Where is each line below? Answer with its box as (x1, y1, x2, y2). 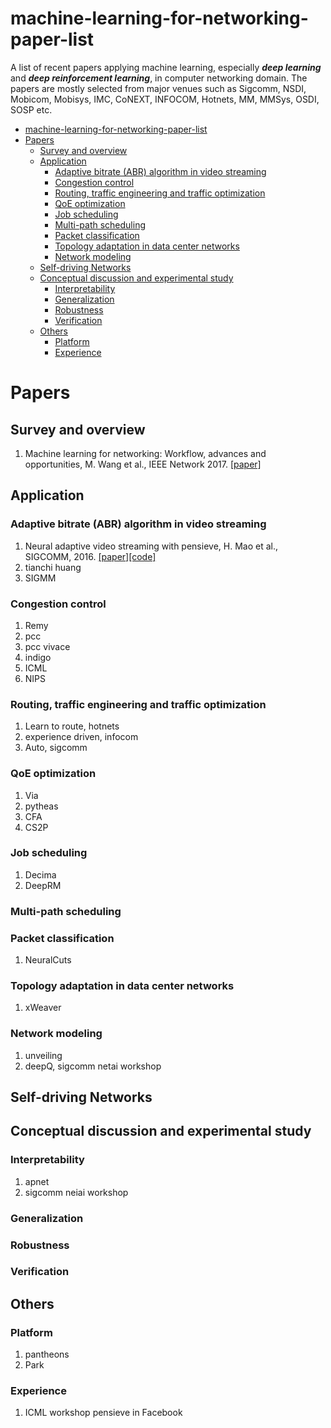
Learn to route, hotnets (24, 720, 120, 732)
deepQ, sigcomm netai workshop (24, 1060, 162, 1072)
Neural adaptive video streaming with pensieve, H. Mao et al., (24, 540, 278, 552)
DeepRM (24, 879, 62, 891)
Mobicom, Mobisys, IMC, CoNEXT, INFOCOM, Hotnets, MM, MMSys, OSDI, (10, 93, 320, 105)
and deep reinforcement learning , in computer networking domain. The (10, 72, 308, 84)
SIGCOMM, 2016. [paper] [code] (24, 550, 157, 562)
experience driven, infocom (24, 731, 139, 743)
